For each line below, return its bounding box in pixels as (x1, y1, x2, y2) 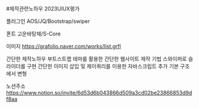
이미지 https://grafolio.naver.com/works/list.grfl (6, 43, 121, 50)
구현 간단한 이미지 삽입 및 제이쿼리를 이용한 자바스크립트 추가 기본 (26, 63, 179, 70)
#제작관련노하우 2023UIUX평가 (6, 5, 80, 12)
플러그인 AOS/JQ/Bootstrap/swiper (6, 18, 90, 25)
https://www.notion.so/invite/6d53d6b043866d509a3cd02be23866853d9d (6, 89, 192, 96)
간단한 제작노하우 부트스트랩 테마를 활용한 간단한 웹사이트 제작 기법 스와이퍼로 (6, 55, 187, 62)
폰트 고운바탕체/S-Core (6, 30, 61, 37)
